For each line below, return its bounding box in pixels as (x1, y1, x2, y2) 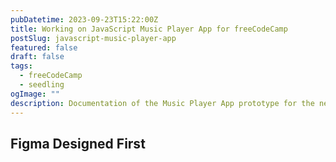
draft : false (10, 52, 65, 62)
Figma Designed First (10, 135, 146, 152)
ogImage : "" (10, 89, 60, 99)
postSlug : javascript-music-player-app (10, 33, 177, 43)
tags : (10, 61, 33, 71)
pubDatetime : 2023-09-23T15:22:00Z (10, 14, 159, 25)
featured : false (10, 42, 78, 53)
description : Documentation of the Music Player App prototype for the (10, 98, 315, 108)
